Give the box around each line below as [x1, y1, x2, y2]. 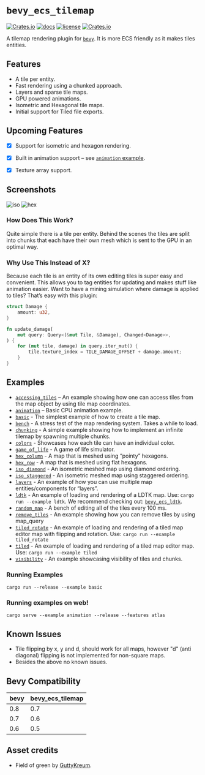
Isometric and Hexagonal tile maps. [15, 101, 105, 108]
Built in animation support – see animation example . [15, 154, 146, 161]
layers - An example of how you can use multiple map [15, 478, 152, 485]
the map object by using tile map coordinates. [15, 400, 131, 407]
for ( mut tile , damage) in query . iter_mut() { [17, 343, 138, 349]
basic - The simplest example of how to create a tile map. [15, 413, 160, 420]
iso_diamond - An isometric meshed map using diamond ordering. [15, 465, 181, 472]
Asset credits [6, 745, 59, 755]
